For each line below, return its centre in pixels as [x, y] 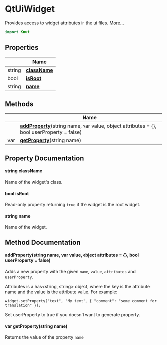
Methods [19, 104]
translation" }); [23, 305]
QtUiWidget [30, 9]
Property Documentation [44, 158]
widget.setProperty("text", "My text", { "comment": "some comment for [81, 301]
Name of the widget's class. [34, 182]
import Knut [17, 32]
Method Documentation [43, 242]
